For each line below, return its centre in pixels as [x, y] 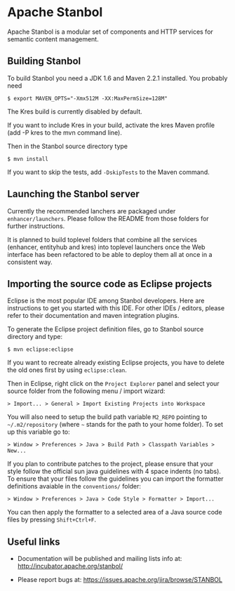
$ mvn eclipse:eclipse [40, 350]
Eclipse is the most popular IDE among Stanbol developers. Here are [106, 301]
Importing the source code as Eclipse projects [110, 284]
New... [17, 451]
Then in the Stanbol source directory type [68, 146]
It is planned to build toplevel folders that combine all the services [102, 239]
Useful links [34, 542]
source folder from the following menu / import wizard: [86, 391]
